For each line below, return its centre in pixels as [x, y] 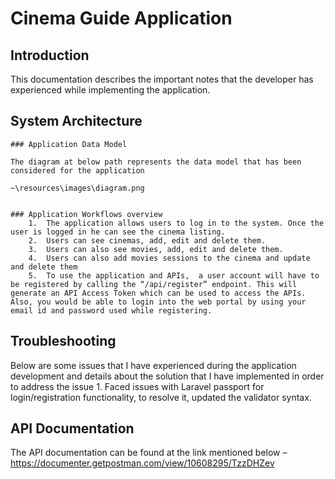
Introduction [50, 55]
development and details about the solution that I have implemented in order [167, 376]
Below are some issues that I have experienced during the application [153, 365]
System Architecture [76, 121]
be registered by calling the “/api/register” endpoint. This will [154, 284]
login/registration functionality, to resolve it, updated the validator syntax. [161, 397]
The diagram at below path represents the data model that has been [156, 162]
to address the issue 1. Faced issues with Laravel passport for [137, 386]
